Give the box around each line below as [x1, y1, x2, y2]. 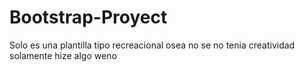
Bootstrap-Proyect [9, 6, 168, 29]
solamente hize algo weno [9, 49, 117, 61]
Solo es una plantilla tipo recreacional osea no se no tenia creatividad [9, 39, 296, 51]
